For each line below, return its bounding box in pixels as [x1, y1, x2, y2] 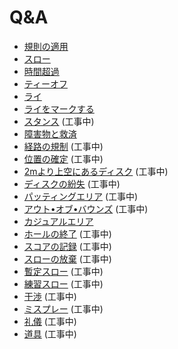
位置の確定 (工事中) [23, 152, 104, 165]
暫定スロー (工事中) [23, 265, 104, 277]
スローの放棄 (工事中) [23, 252, 112, 265]
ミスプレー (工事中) [23, 302, 104, 315]
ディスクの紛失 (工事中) [23, 177, 121, 190]
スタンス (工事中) [23, 115, 95, 127]
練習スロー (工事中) [23, 277, 104, 290]
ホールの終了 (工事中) [23, 227, 112, 240]
